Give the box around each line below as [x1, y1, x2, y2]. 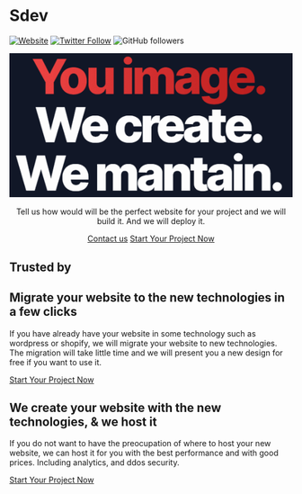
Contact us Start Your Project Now [87, 233, 215, 244]
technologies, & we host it [9, 415, 157, 429]
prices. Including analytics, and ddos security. [9, 457, 180, 468]
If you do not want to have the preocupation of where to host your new [9, 438, 271, 449]
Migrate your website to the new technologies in [9, 290, 286, 306]
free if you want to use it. [9, 356, 102, 367]
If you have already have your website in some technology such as [9, 328, 256, 338]
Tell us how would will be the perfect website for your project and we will [16, 206, 286, 217]
